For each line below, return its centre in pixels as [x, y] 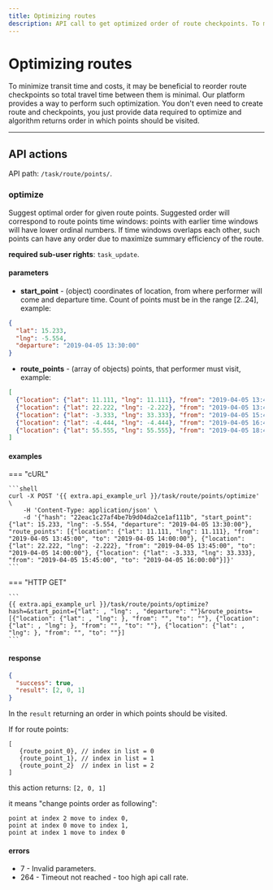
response [25, 658]
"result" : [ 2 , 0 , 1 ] [50, 691]
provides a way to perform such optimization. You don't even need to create [136, 103]
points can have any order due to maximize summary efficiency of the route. [136, 238]
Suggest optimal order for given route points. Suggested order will [119, 212]
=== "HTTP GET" [38, 582]
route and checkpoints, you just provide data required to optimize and [125, 112]
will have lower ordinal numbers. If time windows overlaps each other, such [134, 229]
